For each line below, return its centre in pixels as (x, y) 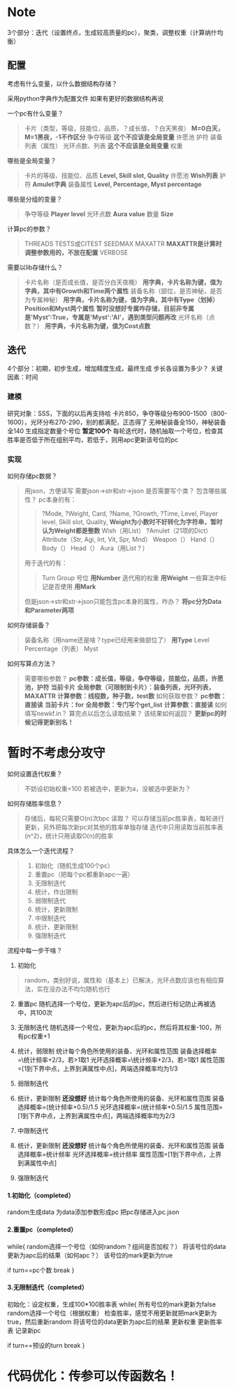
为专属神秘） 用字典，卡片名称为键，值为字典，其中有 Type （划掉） (121, 299)
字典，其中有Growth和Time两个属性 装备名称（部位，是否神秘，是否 (123, 290)
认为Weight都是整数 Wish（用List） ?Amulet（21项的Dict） (127, 531)
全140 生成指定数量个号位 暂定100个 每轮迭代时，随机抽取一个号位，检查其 (115, 430)
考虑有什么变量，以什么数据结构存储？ (62, 83)
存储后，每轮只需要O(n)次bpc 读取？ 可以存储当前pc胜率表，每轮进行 (124, 819)
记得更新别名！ (52, 722)
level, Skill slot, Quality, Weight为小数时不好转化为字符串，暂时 (132, 522)
